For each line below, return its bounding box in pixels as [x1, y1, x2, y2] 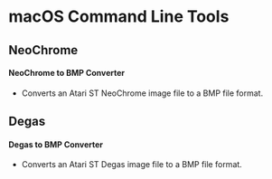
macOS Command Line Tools [8, 6, 230, 27]
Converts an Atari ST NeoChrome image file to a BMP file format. [21, 88, 264, 99]
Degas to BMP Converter [8, 138, 104, 150]
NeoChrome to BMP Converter [8, 68, 126, 79]
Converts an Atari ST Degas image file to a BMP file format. [21, 159, 243, 170]
